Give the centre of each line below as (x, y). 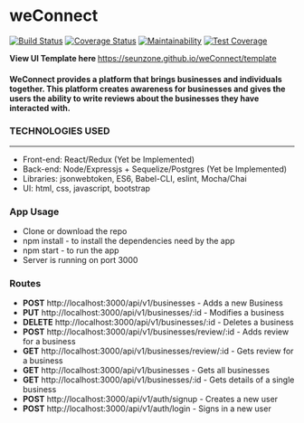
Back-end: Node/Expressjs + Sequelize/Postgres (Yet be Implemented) (155, 169)
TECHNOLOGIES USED (60, 131)
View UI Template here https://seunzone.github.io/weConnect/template (143, 58)
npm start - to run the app (71, 250)
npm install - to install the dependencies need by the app (128, 241)
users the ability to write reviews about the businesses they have (134, 98)
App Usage (34, 211)
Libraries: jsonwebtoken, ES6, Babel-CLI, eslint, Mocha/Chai (134, 178)
